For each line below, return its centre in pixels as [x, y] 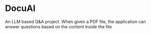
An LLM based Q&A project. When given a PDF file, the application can [75, 22]
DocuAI [20, 8]
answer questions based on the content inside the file [59, 26]
